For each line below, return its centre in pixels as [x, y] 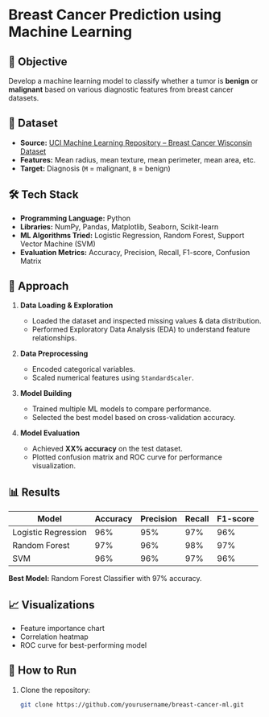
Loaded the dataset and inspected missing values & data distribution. [147, 321]
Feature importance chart [62, 628]
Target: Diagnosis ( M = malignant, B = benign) [95, 168]
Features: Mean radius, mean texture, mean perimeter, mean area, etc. [138, 159]
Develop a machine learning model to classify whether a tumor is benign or [133, 81]
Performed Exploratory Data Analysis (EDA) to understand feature [141, 330]
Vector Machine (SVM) [58, 244]
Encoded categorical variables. [83, 369]
